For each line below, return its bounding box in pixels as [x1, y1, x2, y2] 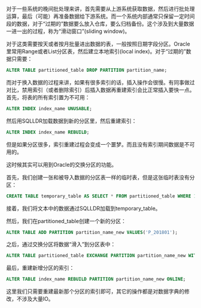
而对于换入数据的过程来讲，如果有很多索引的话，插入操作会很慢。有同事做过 [6, 78, 195, 86]
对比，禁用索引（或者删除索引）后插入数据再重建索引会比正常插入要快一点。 [6, 86, 195, 93]
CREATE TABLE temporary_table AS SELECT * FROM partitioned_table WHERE [6, 193, 191, 199]
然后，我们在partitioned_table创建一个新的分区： [6, 217, 127, 224]
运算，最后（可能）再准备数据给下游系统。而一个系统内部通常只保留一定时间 [6, 13, 195, 20]
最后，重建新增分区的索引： [6, 264, 75, 272]
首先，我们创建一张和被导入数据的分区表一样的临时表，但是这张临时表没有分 [6, 173, 195, 181]
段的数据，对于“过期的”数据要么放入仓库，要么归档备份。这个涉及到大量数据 [6, 20, 194, 27]
